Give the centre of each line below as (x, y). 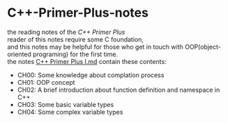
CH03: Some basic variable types (66, 104)
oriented (19, 54)
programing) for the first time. (75, 54)
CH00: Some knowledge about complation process (91, 75)
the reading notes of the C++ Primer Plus (66, 32)
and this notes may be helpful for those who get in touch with (95, 47)
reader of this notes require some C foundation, (76, 39)
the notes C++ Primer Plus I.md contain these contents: (87, 61)
